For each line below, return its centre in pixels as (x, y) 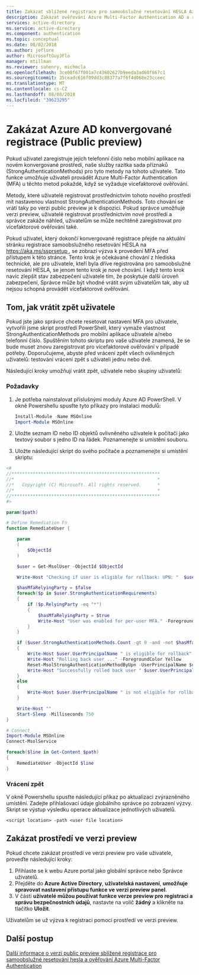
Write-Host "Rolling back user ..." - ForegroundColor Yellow (105, 659)
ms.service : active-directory (44, 28)
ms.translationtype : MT (36, 84)
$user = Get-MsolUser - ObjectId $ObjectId (70, 566)
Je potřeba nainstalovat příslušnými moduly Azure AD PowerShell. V (98, 399)
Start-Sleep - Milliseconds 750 (55, 714)
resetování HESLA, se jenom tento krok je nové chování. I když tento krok (95, 270)
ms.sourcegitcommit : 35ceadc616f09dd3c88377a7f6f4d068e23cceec (86, 78)
